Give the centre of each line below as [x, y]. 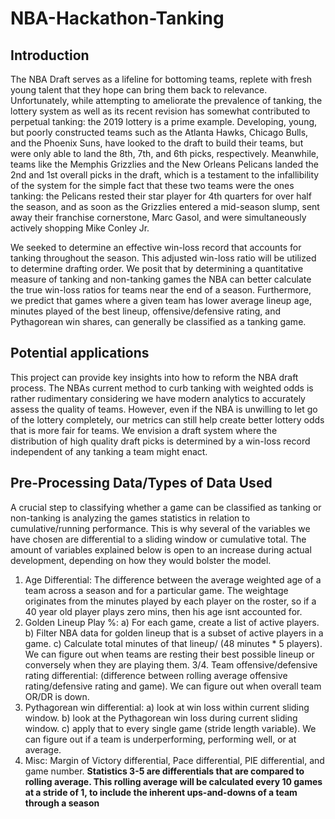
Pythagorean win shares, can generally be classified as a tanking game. [158, 321]
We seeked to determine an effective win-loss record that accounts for [156, 247]
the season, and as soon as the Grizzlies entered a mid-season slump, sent [165, 206]
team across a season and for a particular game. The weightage [156, 590]
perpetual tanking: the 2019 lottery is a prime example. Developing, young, [164, 121]
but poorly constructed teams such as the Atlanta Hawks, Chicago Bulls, [159, 132]
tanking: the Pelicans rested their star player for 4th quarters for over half [161, 196]
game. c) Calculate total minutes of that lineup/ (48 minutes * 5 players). [173, 643]
